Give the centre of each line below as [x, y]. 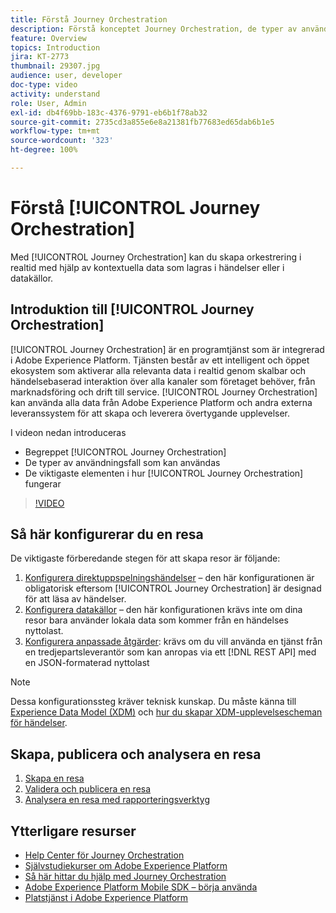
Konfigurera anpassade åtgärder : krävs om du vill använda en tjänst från [173, 642]
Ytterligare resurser [73, 831]
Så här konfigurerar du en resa [107, 534]
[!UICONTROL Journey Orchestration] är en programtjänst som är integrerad [167, 349]
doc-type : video [44, 85]
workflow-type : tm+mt [55, 131]
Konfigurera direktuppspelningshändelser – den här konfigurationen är [169, 578]
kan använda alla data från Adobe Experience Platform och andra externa [161, 402]
